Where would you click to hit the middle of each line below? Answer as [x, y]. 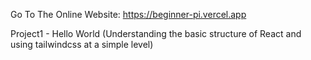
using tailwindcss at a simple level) [82, 44]
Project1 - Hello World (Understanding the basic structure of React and [156, 33]
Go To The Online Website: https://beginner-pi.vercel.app [128, 14]
